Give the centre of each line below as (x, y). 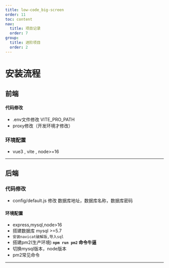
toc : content (19, 19)
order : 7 (19, 33)
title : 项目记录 (25, 29)
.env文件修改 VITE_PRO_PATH (44, 120)
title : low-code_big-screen (35, 10)
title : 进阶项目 (25, 43)
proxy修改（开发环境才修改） (43, 126)
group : (12, 38)
